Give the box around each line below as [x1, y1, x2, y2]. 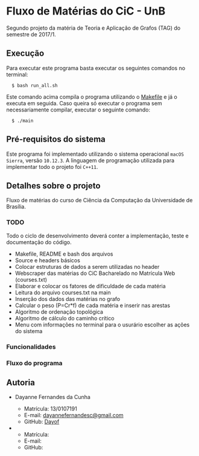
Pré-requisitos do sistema [6, 134, 106, 145]
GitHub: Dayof [24, 418, 60, 425]
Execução [6, 48, 45, 59]
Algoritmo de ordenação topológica [14, 308, 104, 316]
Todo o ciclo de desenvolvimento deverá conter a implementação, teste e [6, 232, 189, 239]
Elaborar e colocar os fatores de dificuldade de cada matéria [14, 282, 166, 289]
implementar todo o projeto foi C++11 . [6, 163, 98, 170]
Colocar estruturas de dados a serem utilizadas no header [14, 263, 160, 270]
